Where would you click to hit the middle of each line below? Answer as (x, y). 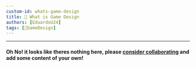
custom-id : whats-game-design (43, 11)
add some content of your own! (45, 58)
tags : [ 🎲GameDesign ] (31, 28)
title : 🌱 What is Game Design (43, 17)
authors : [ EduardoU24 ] (34, 22)
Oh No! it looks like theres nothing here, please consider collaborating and (98, 52)
